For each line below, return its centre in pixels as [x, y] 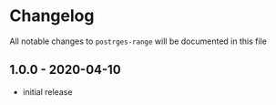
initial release [47, 91]
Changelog [52, 16]
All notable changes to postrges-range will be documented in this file [138, 41]
